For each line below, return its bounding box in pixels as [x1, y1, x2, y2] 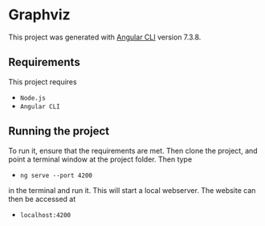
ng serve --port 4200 [19, 171, 92, 179]
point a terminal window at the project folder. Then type [8, 154, 193, 164]
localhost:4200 [19, 211, 71, 219]
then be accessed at [8, 194, 76, 203]
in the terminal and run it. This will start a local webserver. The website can [8, 185, 256, 195]
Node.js [19, 94, 46, 102]
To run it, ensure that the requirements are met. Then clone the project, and [8, 146, 259, 155]
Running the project [8, 125, 110, 138]
